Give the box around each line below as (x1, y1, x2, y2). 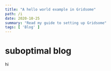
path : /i (5, 12, 23, 16)
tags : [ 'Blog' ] (5, 25, 40, 30)
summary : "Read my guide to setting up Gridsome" (5, 20, 107, 25)
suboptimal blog (5, 46, 71, 57)
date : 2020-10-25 (5, 16, 40, 21)
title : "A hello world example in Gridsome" (5, 7, 96, 12)
